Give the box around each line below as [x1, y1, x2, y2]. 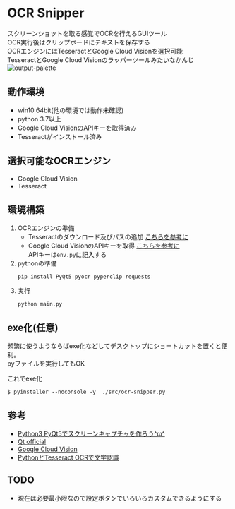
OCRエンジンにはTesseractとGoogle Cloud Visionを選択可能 [7, 47, 183, 55]
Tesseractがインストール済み [17, 132, 102, 140]
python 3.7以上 [17, 114, 61, 123]
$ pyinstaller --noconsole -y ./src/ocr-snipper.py [7, 388, 166, 396]
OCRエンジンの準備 [17, 224, 75, 232]
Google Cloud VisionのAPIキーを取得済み [17, 124, 137, 132]
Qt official [17, 438, 47, 445]
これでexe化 [7, 374, 42, 383]
